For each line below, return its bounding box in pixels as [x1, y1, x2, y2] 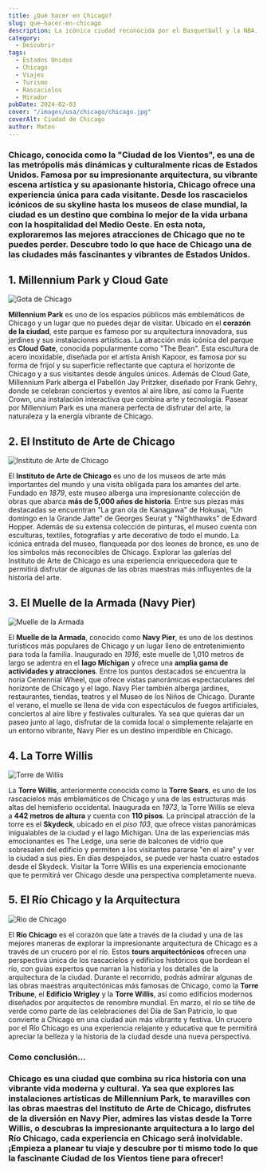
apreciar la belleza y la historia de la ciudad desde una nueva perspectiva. [8, 1032, 252, 1041]
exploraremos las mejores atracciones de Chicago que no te [8, 229, 245, 240]
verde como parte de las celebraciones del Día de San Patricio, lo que [8, 1006, 238, 1016]
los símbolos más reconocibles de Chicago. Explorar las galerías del [8, 548, 232, 557]
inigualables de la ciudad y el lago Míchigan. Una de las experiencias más [8, 827, 250, 837]
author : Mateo [8, 123, 56, 131]
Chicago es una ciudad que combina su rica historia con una [8, 1073, 247, 1084]
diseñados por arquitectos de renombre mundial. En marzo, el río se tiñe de [8, 997, 256, 1007]
